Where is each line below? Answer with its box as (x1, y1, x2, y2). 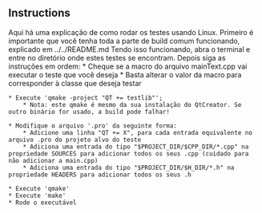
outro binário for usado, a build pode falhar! (8, 108, 171, 116)
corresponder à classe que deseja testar (8, 78, 142, 88)
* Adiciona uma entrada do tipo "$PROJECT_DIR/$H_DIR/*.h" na (22, 164, 235, 172)
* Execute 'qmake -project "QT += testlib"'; (8, 93, 163, 102)
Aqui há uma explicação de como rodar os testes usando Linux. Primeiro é (8, 27, 254, 37)
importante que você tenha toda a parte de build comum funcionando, (8, 36, 240, 45)
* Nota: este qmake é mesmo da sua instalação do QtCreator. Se (22, 101, 242, 108)
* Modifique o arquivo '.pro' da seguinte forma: (8, 121, 178, 130)
